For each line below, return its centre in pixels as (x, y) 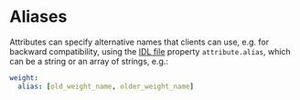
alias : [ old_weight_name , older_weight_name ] (106, 86)
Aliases (38, 17)
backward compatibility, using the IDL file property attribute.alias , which (150, 51)
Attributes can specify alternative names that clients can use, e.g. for (139, 42)
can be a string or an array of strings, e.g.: (89, 61)
